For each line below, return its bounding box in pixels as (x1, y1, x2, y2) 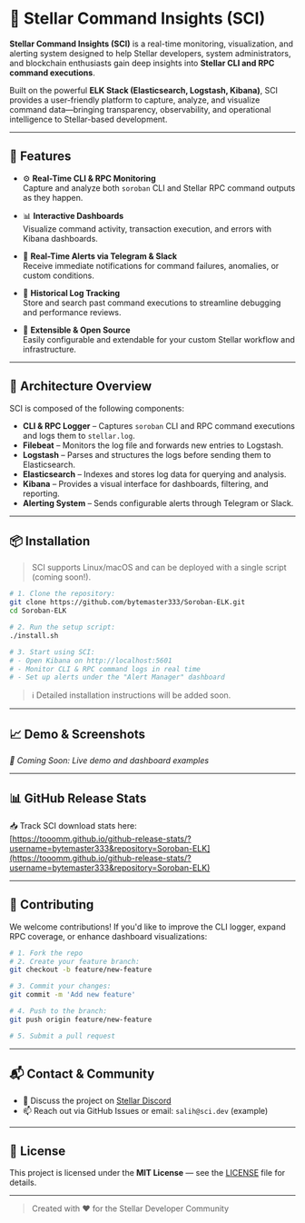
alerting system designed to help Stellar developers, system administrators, (9, 47, 291, 58)
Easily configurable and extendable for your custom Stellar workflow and (22, 333, 295, 344)
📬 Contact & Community (9, 1067, 155, 1082)
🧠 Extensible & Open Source (22, 324, 131, 335)
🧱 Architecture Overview (9, 379, 152, 394)
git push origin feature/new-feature (9, 1015, 152, 1024)
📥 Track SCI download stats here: (9, 820, 138, 830)
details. (9, 1177, 37, 1188)
